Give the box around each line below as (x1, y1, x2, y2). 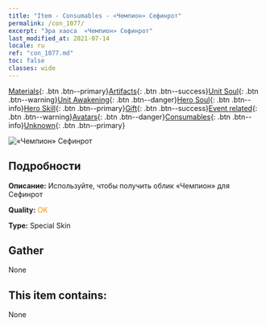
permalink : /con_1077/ (8, 19, 85, 27)
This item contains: (8, 288, 107, 302)
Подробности (8, 159, 81, 173)
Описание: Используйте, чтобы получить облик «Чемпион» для (8, 180, 230, 190)
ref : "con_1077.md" (8, 49, 74, 57)
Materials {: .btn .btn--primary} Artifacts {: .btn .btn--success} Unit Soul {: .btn (8, 86, 260, 96)
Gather (8, 243, 44, 258)
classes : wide (8, 64, 56, 72)
